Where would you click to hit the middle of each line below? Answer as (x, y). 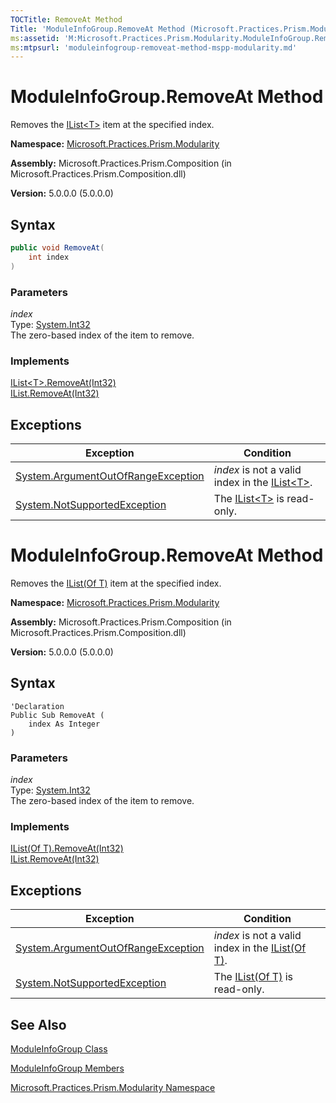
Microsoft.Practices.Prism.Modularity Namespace (113, 1087)
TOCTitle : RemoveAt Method (66, 19)
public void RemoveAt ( (57, 248)
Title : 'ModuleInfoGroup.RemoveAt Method (98, 29)
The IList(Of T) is (253, 977)
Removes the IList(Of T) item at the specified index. (116, 583)
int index (49, 257)
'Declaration (37, 706)
